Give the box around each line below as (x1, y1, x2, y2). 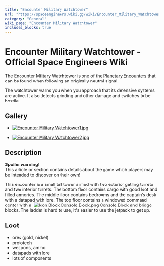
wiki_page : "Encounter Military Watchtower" (5, 20, 97, 26)
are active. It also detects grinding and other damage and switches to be (5, 93, 151, 99)
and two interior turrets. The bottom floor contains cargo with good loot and (5, 186, 158, 192)
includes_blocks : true (5, 25, 51, 30)
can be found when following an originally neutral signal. (5, 78, 119, 84)
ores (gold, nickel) (12, 234, 49, 240)
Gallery (5, 112, 28, 120)
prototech (12, 240, 32, 246)
